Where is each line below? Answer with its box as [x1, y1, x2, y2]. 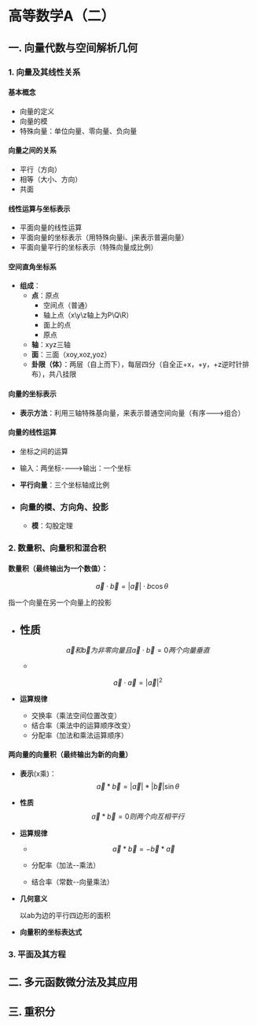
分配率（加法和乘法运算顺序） [31, 730, 128, 740]
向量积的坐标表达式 [19, 927, 83, 937]
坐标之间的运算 [19, 446, 68, 456]
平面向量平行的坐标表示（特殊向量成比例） [19, 242, 158, 252]
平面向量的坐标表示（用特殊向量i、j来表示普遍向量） [19, 233, 189, 242]
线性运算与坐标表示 [8, 204, 71, 213]
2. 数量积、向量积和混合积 [8, 542, 107, 553]
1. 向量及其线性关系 [8, 66, 81, 77]
